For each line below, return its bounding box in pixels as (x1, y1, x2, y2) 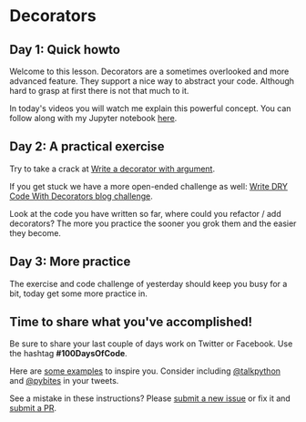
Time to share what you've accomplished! (9, 314, 253, 330)
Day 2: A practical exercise (9, 139, 166, 155)
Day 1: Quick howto (9, 42, 121, 57)
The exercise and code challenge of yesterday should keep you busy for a (9, 278, 288, 289)
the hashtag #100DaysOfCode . (9, 348, 127, 359)
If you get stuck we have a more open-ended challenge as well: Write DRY (9, 180, 289, 191)
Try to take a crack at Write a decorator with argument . (9, 163, 216, 174)
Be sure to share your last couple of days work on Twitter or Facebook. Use (9, 338, 293, 349)
